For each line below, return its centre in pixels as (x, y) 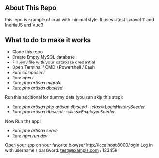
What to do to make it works (48, 40)
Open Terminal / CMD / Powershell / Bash (53, 67)
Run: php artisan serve (35, 130)
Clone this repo (27, 52)
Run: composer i (28, 72)
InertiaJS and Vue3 (24, 25)
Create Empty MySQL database (43, 57)
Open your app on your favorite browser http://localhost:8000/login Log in (79, 145)
